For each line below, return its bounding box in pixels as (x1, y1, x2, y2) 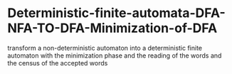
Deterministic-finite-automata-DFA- (7, 5, 226, 21)
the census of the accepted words (7, 58, 108, 67)
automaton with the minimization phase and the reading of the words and (7, 51, 222, 60)
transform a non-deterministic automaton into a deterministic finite (7, 43, 203, 52)
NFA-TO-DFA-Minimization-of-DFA (7, 20, 218, 36)
